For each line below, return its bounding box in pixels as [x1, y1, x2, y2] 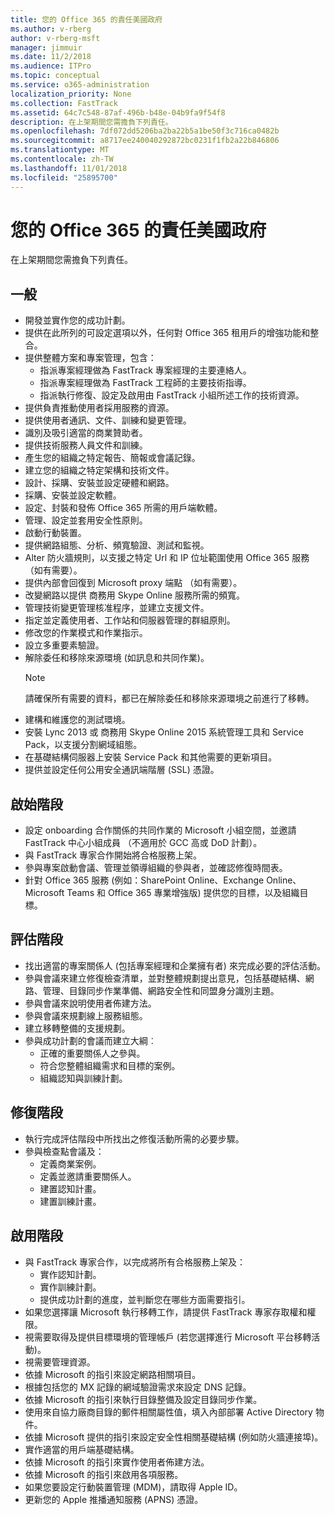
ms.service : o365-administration [10, 80, 150, 90]
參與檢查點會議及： [24, 1145, 105, 1157]
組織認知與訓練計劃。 [39, 1072, 128, 1084]
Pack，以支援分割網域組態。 [24, 739, 143, 751]
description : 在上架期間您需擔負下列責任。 [10, 117, 173, 127]
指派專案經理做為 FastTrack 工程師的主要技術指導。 [39, 377, 252, 389]
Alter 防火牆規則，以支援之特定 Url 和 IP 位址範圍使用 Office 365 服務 [24, 552, 310, 564]
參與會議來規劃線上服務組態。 [24, 1009, 148, 1021]
